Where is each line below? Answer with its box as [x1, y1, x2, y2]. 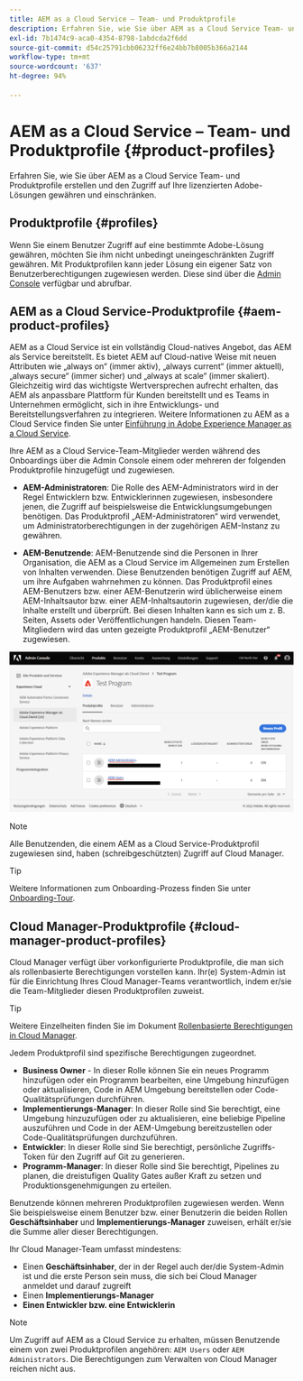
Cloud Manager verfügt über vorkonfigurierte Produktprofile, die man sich [9, 957, 284, 968]
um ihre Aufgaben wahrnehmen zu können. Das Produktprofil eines [22, 576, 273, 587]
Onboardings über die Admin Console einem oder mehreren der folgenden [9, 456, 287, 466]
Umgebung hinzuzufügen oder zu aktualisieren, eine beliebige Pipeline [22, 1113, 286, 1124]
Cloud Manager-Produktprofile [9, 918, 187, 934]
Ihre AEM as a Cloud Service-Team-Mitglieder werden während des [9, 446, 261, 456]
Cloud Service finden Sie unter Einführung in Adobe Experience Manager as [9, 419, 292, 429]
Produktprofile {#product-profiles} [9, 140, 276, 161]
